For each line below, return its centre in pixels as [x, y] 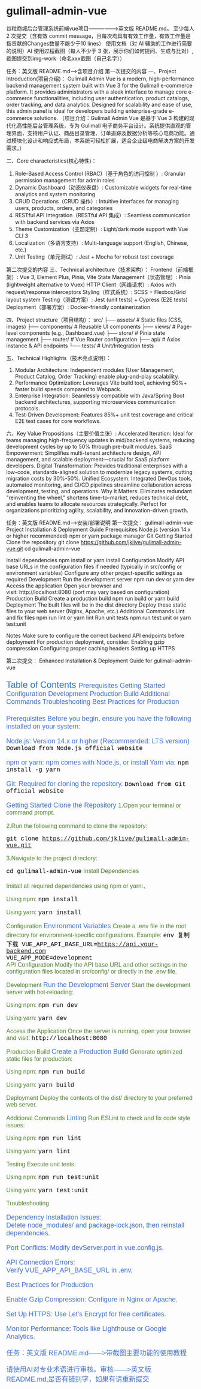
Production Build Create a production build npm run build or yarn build [93, 598]
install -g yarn [33, 770]
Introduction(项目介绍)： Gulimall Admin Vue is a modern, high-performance [100, 79]
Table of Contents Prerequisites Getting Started [86, 685]
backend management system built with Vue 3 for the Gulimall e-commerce [99, 85]
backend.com [26, 951]
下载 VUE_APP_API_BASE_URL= [52, 945]
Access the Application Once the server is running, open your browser [99, 1031]
